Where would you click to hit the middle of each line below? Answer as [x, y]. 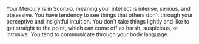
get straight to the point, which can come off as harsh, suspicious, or [92, 28]
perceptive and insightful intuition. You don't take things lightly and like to [98, 21]
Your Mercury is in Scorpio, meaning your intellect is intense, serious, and [99, 9]
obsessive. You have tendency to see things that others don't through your [99, 15]
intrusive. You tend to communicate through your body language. [88, 34]
